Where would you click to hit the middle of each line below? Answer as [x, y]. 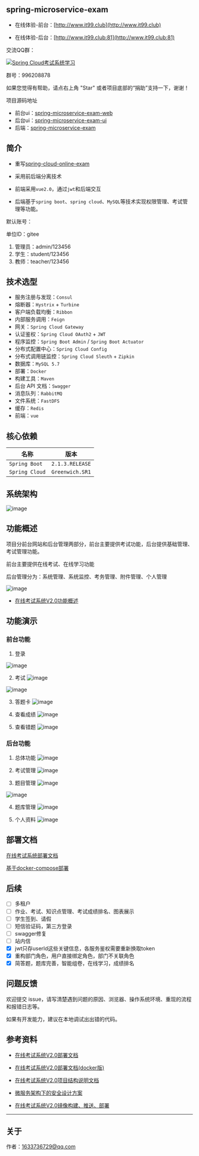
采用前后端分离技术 [38, 176]
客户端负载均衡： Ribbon [44, 312]
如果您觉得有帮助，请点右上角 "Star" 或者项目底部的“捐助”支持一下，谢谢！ [98, 88]
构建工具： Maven [34, 379]
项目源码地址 [22, 100]
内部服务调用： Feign [40, 319]
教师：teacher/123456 [42, 261]
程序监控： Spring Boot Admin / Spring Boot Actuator [79, 342]
